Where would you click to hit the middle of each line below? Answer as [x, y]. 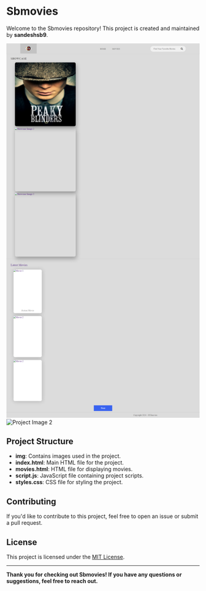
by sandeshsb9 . [27, 34]
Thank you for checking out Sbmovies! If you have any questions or [94, 574]
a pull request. [25, 523]
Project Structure [40, 441]
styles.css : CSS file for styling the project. [69, 482]
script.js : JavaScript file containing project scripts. [79, 476]
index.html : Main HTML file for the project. [69, 463]
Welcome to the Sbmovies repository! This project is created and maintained [103, 28]
